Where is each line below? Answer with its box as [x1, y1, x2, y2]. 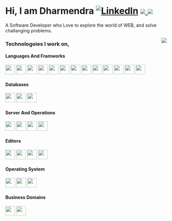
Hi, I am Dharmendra [5, 5, 94, 17]
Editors [5, 138, 21, 144]
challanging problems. [5, 27, 52, 33]
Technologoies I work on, [5, 40, 70, 47]
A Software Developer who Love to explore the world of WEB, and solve [5, 22, 157, 28]
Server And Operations [5, 109, 55, 115]
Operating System [5, 166, 45, 172]
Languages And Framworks [5, 53, 66, 59]
